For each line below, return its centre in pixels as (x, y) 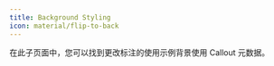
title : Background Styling (60, 17)
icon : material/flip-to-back (64, 26)
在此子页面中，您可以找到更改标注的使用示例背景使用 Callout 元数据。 (139, 52)
